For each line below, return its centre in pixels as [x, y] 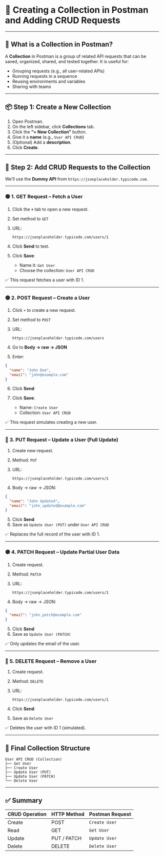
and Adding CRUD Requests [63, 20]
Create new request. [33, 450]
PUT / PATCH [66, 838]
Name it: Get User [37, 265]
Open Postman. [28, 121]
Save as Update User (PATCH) [41, 634]
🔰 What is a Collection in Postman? [59, 44]
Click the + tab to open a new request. [50, 209]
